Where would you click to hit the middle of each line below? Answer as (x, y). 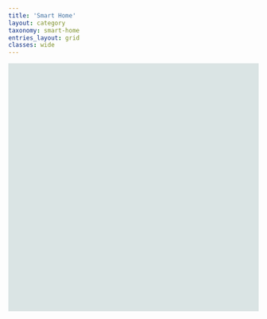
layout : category (37, 23)
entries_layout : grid (44, 38)
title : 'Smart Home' (43, 15)
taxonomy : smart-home (44, 30)
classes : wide (32, 45)
